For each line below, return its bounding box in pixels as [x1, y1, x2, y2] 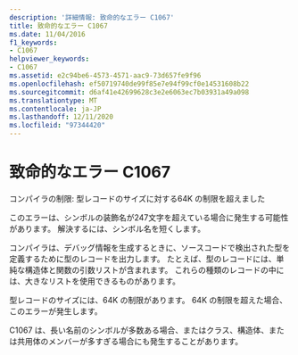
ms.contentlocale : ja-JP [9, 104, 102, 113]
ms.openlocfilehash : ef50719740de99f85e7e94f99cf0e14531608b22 [9, 79, 250, 88]
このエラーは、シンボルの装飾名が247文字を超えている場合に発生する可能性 [9, 211, 289, 223]
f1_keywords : [9, 37, 58, 47]
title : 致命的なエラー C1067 [9, 21, 109, 30]
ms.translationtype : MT [9, 95, 98, 105]
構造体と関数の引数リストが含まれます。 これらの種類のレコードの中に [24, 264, 285, 275]
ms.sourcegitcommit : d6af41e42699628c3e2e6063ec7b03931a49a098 [9, 87, 250, 96]
